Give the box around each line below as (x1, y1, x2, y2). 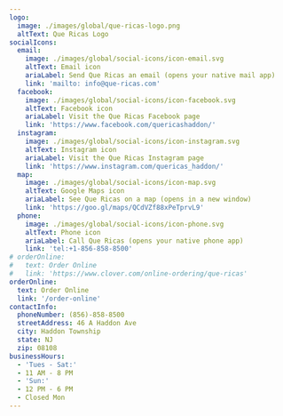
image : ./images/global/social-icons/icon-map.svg (25, 179, 216, 188)
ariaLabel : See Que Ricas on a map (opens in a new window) (25, 195, 252, 204)
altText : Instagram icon (25, 145, 117, 154)
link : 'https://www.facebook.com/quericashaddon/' (25, 121, 216, 130)
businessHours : (9, 352, 66, 361)
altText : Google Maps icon (25, 187, 125, 196)
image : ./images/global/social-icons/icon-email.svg (25, 54, 224, 63)
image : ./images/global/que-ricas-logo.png (17, 21, 180, 30)
